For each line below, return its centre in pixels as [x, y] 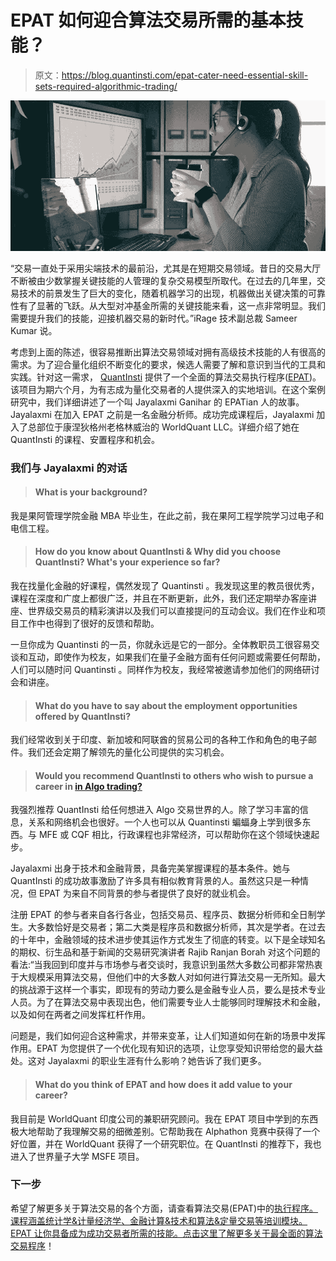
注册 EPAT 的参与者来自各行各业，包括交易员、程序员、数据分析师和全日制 [163, 915]
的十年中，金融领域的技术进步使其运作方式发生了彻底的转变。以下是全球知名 [168, 940]
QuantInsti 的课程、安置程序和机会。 [85, 439]
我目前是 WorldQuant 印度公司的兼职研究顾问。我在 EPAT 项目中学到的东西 [164, 1118]
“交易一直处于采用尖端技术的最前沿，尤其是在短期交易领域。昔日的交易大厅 [166, 268]
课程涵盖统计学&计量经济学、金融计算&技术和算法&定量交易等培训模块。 [159, 1220]
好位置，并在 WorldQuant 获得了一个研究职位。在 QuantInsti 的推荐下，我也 [166, 1143]
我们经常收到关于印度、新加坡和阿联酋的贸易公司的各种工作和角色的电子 [159, 740]
